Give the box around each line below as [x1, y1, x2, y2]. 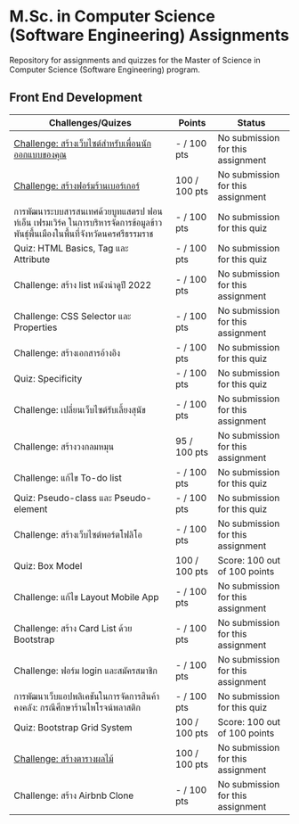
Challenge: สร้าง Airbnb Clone [13, 789, 134, 802]
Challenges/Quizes [48, 116, 132, 128]
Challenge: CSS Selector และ [13, 309, 132, 322]
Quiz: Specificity [13, 372, 83, 384]
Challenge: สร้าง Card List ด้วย [13, 622, 133, 634]
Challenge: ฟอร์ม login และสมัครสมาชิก [13, 664, 158, 677]
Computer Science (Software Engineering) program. [9, 64, 200, 75]
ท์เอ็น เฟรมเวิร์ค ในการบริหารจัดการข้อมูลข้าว [13, 216, 163, 228]
